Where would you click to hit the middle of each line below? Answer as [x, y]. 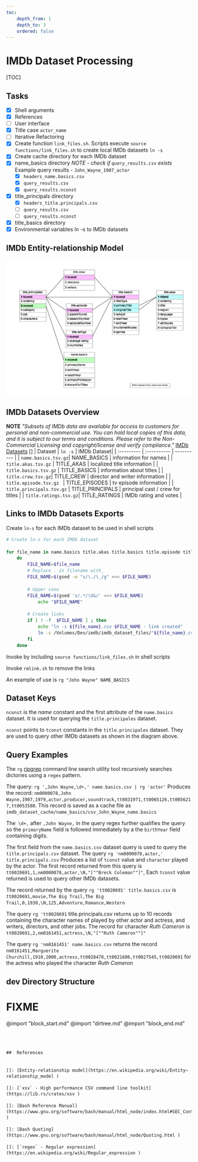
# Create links [46, 614]
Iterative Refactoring [39, 137]
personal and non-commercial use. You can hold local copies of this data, [96, 433]
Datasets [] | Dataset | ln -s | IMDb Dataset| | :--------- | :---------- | [90, 451]
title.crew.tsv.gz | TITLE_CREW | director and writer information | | [88, 477]
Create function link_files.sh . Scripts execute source [80, 143]
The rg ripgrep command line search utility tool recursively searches [89, 769]
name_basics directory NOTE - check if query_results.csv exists [93, 163]
